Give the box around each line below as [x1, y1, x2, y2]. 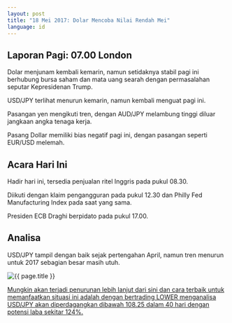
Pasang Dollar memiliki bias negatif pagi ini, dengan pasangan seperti [7, 131, 208, 139]
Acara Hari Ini [7, 158, 68, 170]
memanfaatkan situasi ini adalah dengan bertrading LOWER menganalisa [7, 292, 217, 301]
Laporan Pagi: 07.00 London [7, 49, 133, 61]
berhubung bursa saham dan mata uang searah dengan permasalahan [7, 75, 210, 84]
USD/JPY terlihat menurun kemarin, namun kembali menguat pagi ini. [7, 96, 206, 105]
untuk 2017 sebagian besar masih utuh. [7, 258, 120, 266]
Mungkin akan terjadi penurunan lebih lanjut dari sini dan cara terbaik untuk [7, 285, 225, 294]
